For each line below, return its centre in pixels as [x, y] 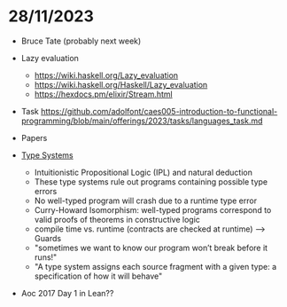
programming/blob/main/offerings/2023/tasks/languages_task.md [142, 121]
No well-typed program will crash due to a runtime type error [146, 201]
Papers [34, 138]
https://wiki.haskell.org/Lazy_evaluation [106, 75]
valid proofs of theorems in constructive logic [117, 219]
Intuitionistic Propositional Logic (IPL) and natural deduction [143, 172]
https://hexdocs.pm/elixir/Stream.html [104, 94]
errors [46, 191]
